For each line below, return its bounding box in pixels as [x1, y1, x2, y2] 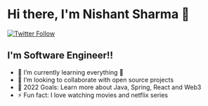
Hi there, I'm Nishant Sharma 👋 [7, 6, 190, 22]
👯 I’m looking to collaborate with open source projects [17, 75, 174, 84]
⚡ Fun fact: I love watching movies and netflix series [17, 91, 169, 99]
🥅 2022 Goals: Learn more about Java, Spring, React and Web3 [17, 83, 202, 91]
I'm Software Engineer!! [7, 50, 114, 61]
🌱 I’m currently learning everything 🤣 [17, 68, 124, 76]
